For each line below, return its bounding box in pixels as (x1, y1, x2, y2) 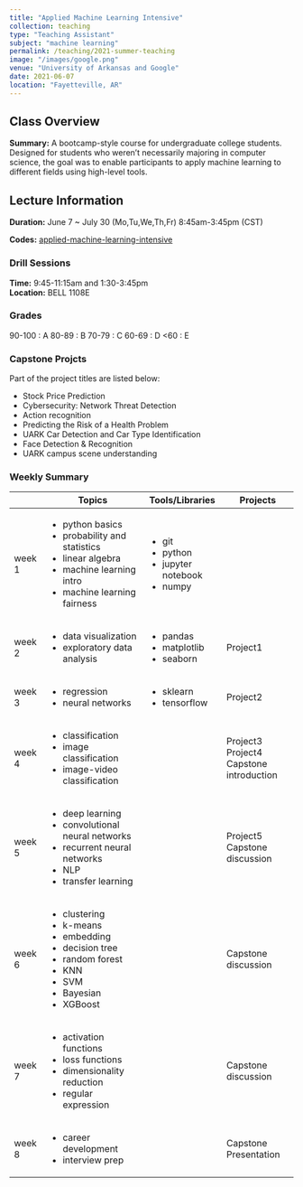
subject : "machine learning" (9, 38, 119, 48)
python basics (62, 519, 124, 531)
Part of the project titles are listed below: (9, 373, 161, 384)
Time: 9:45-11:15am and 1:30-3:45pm (9, 277, 149, 288)
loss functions (62, 1053, 123, 1066)
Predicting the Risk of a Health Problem (22, 419, 170, 430)
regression (62, 686, 108, 698)
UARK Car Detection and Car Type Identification (22, 429, 201, 440)
